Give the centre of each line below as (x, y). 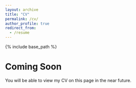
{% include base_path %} (31, 47)
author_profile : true (27, 23)
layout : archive (22, 10)
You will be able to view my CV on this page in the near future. (68, 80)
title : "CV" (17, 14)
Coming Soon (33, 67)
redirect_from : (21, 28)
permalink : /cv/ (22, 19)
